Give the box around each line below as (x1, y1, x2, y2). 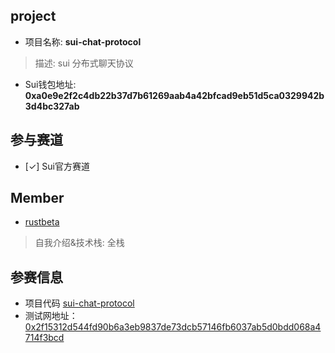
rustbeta (24, 216, 60, 228)
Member (10, 190, 65, 207)
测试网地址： (24, 310, 78, 322)
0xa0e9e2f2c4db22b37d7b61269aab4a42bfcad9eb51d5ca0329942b (24, 89, 325, 101)
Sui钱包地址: (24, 78, 77, 90)
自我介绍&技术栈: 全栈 (34, 237, 125, 249)
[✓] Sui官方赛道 (24, 160, 90, 172)
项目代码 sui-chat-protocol (24, 297, 135, 309)
